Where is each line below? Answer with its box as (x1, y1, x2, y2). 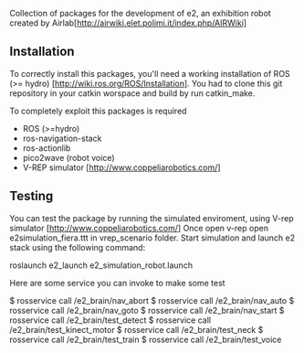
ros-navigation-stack (22, 133, 102, 144)
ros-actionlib (22, 142, 71, 154)
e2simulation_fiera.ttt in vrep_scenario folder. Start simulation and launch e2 (9, 232, 295, 243)
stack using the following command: (9, 241, 146, 252)
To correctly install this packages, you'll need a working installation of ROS (9, 68, 290, 79)
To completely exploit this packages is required (9, 105, 187, 116)
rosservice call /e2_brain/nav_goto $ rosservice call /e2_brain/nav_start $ (9, 305, 285, 316)
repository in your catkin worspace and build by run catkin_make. (9, 87, 256, 99)
